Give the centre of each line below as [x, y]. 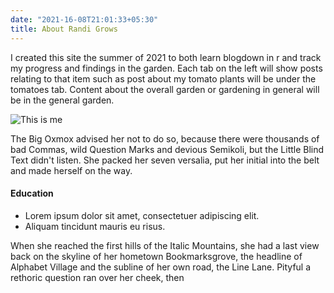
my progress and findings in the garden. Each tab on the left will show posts [166, 68]
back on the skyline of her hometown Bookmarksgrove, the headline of [156, 256]
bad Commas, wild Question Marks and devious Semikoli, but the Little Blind [167, 149]
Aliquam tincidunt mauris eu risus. [95, 226]
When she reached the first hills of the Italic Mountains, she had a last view [165, 245]
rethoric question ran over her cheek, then [97, 277]
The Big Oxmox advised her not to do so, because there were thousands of [165, 138]
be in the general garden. [62, 100]
